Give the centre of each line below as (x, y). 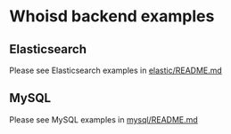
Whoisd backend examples (112, 16)
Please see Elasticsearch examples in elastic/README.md (116, 70)
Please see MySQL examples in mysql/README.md (103, 119)
